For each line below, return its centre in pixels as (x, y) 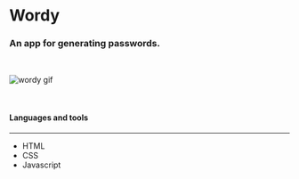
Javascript (41, 165)
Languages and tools (49, 118)
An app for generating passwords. (85, 44)
